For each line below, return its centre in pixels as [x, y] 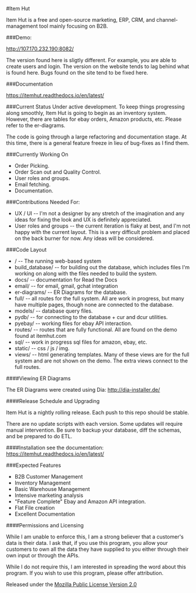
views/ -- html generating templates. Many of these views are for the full [102, 355]
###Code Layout [26, 250]
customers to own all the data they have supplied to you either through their [97, 549]
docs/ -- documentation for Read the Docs [66, 280]
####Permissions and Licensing [45, 525]
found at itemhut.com [40, 336]
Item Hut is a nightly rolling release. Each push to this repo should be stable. [97, 412]
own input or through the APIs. [43, 555]
